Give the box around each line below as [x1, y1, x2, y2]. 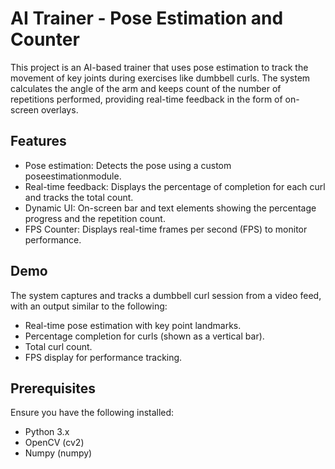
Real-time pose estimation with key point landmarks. [24, 319, 242, 331]
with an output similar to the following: [10, 300, 168, 312]
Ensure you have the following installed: [10, 407, 175, 419]
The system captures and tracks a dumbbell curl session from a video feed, [10, 289, 322, 301]
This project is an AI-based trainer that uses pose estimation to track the [10, 61, 309, 73]
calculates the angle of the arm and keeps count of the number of [10, 82, 282, 94]
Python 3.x [24, 426, 70, 438]
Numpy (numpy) [24, 447, 93, 459]
